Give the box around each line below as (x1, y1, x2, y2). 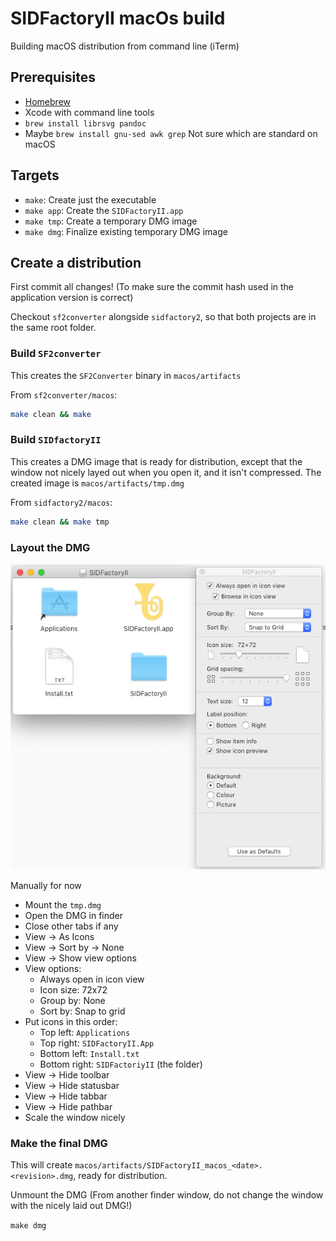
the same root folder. (10, 322, 97, 334)
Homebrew (24, 95, 71, 107)
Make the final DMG (10, 1136, 108, 1150)
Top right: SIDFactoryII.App (39, 1037, 155, 1049)
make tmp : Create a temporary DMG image (24, 215, 198, 227)
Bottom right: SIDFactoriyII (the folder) (39, 1058, 203, 1070)
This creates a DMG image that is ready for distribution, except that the (10, 455, 303, 467)
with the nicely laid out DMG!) (10, 1199, 133, 1211)
